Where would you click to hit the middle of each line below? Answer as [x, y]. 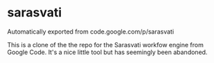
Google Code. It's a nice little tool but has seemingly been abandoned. [107, 52]
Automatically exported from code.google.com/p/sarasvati [91, 32]
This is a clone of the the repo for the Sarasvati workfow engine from [106, 45]
